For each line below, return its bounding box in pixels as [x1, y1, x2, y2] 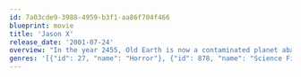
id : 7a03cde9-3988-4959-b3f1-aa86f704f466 [9, 12, 170, 22]
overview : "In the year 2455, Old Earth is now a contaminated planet [9, 46, 279, 55]
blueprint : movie [9, 21, 74, 30]
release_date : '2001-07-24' [9, 37, 115, 47]
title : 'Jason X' [9, 29, 74, 38]
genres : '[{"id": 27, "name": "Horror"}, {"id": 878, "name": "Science [9, 54, 282, 63]
